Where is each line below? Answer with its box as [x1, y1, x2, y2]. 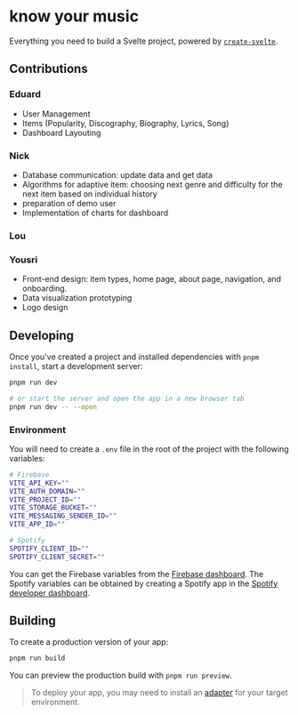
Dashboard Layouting [21, 127, 101, 138]
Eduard [9, 88, 42, 100]
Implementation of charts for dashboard [21, 207, 169, 218]
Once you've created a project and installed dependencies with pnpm [9, 351, 260, 362]
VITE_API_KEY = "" [9, 478, 69, 487]
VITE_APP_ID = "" [9, 520, 66, 529]
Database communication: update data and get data [21, 169, 213, 180]
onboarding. [21, 283, 68, 294]
